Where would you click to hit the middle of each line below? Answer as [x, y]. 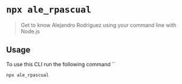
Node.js [30, 31]
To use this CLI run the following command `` [61, 64]
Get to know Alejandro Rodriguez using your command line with [98, 25]
